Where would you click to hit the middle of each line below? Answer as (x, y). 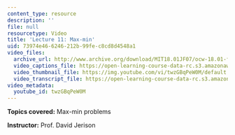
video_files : (26, 53)
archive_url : (33, 59)
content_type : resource (42, 14)
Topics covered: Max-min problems (59, 112)
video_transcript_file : (48, 79)
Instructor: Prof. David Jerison (51, 125)
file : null (23, 27)
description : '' (31, 20)
